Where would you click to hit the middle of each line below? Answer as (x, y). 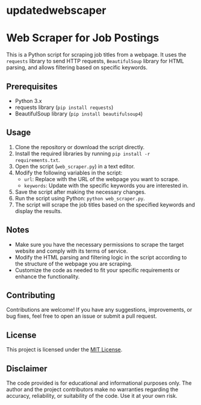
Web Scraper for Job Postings (83, 38)
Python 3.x (28, 100)
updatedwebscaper (56, 11)
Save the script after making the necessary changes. (80, 192)
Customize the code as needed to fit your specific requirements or (97, 270)
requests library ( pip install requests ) (64, 107)
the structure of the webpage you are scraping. (73, 264)
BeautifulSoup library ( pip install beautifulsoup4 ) (79, 113)
